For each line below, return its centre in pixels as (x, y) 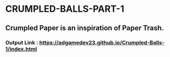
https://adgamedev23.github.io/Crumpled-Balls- (102, 43)
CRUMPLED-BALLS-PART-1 (65, 9)
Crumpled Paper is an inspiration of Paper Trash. (85, 28)
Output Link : (22, 43)
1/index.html (21, 49)
